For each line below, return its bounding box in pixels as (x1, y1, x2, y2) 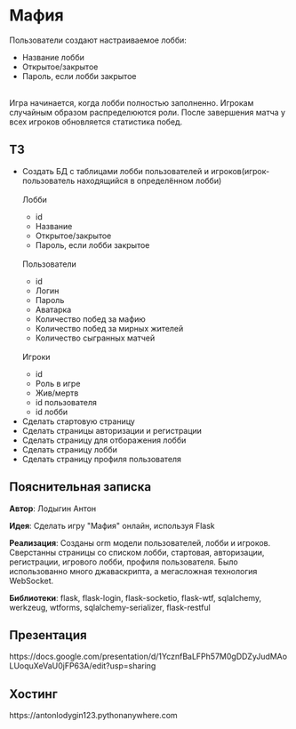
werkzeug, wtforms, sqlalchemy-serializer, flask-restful (9, 602, 211, 613)
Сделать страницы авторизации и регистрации (21, 425, 203, 436)
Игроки (21, 351, 51, 362)
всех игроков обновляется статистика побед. (9, 116, 183, 127)
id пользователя (35, 397, 98, 407)
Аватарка (35, 304, 72, 315)
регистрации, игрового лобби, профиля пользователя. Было (9, 557, 238, 567)
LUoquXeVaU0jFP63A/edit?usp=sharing (9, 661, 156, 671)
